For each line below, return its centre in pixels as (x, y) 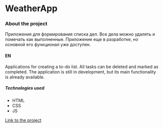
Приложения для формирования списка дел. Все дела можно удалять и (80, 34)
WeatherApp (31, 9)
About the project (26, 24)
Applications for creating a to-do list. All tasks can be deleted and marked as (82, 67)
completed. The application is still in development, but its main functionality (81, 72)
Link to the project (23, 120)
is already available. (25, 77)
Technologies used (25, 88)
